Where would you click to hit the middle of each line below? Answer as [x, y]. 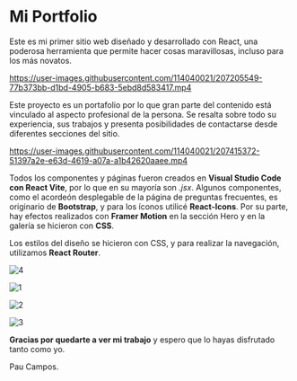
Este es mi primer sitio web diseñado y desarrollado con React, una [134, 41]
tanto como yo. [37, 349]
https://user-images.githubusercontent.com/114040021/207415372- [135, 151]
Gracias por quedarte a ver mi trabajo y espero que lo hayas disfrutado [142, 340]
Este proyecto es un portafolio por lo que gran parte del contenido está [140, 104]
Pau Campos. [34, 367]
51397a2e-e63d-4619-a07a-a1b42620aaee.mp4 [99, 160]
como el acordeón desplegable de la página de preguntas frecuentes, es [144, 197]
